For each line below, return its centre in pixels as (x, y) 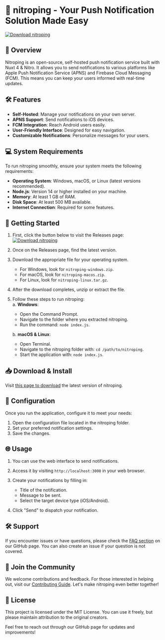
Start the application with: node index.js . (62, 355)
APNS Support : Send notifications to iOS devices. (63, 120)
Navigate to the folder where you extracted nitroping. (74, 320)
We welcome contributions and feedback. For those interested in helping (79, 579)
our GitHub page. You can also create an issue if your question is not (75, 546)
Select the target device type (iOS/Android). (64, 501)
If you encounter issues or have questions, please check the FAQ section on (83, 541)
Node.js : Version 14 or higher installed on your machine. (70, 192)
